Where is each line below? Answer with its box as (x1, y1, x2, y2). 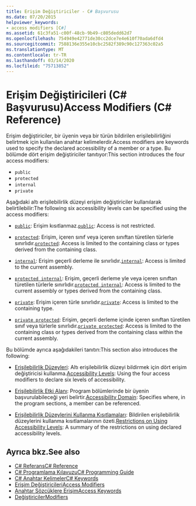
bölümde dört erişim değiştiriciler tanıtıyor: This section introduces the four (6, 151, 185, 158)
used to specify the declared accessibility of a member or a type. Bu (6, 144, 171, 152)
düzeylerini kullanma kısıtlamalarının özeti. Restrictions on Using (14, 418, 168, 425)
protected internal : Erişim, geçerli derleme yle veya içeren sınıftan (14, 275, 177, 282)
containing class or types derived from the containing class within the (14, 329, 183, 336)
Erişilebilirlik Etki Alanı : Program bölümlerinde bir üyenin (14, 387, 149, 395)
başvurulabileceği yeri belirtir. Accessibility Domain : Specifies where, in (14, 394, 185, 401)
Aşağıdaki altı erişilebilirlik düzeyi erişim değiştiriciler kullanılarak (6, 198, 162, 205)
